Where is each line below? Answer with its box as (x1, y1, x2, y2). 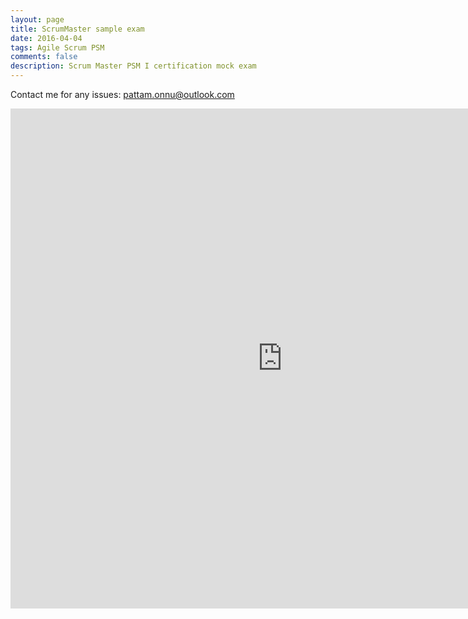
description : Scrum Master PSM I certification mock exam (10, 61, 257, 71)
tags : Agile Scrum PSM (10, 42, 105, 53)
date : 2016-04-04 (10, 33, 83, 43)
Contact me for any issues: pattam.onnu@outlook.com (10, 89, 235, 100)
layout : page (10, 14, 65, 25)
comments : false (10, 52, 78, 62)
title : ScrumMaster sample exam (10, 24, 145, 34)
